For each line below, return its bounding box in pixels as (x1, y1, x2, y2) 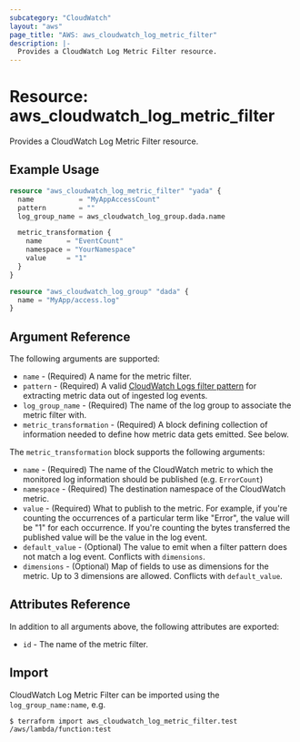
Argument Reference (9, 329, 131, 344)
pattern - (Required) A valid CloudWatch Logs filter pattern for (22, 381, 257, 391)
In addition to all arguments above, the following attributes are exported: (9, 621, 280, 632)
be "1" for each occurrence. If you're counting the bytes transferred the (22, 523, 291, 534)
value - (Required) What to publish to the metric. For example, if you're (22, 503, 288, 514)
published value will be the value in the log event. (22, 532, 207, 543)
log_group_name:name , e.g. (9, 698, 106, 710)
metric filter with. (22, 410, 87, 421)
